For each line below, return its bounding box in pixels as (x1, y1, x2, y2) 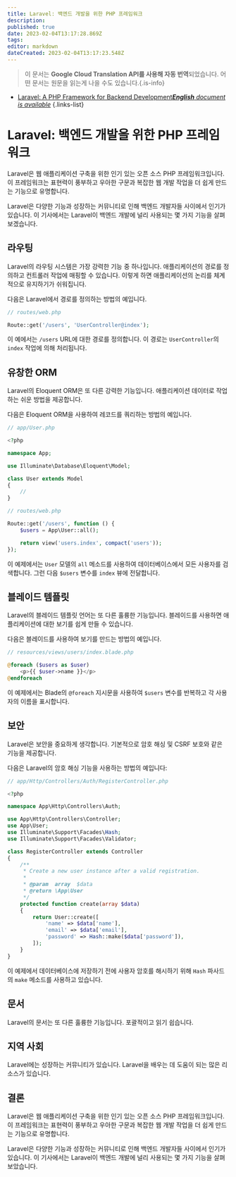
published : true (7, 23, 55, 30)
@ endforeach (7, 675, 42, 682)
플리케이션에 (7, 620, 42, 628)
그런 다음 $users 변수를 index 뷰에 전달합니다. (33, 568, 161, 577)
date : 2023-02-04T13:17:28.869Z (7, 30, 102, 37)
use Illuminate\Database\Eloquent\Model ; (7, 462, 131, 469)
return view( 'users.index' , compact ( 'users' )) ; (20, 540, 162, 547)
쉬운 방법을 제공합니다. (20, 395, 83, 404)
